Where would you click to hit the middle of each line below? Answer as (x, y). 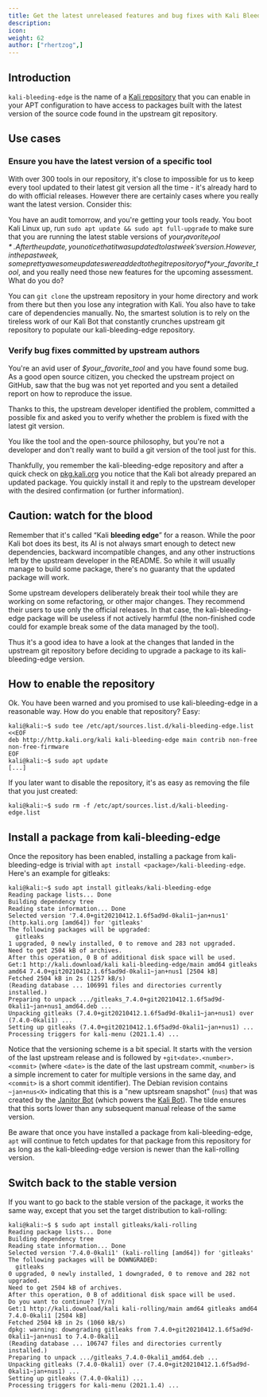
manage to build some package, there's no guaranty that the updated (122, 569)
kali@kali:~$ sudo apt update (58, 761)
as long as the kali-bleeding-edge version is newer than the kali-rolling (124, 1149)
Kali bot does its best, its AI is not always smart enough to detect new (122, 543)
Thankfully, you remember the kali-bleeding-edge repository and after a (126, 465)
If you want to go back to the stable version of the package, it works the (126, 1202)
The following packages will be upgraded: (79, 930)
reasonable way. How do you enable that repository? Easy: (104, 712)
